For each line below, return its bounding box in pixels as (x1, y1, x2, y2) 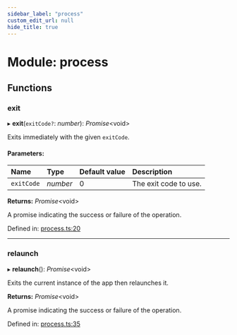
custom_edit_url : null (7, 17, 74, 24)
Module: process (7, 54, 109, 70)
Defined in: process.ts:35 (7, 319, 81, 328)
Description (132, 167, 173, 177)
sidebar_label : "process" (7, 10, 83, 18)
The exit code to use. (132, 179, 202, 189)
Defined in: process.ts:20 (7, 224, 81, 233)
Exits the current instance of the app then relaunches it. (7, 278, 169, 287)
